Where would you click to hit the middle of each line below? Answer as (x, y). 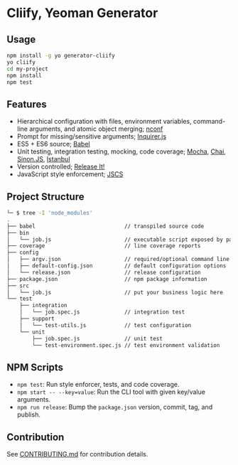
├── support (37, 319)
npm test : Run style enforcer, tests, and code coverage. (98, 385)
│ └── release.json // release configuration (104, 272)
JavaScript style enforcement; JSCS (70, 174)
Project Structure (45, 197)
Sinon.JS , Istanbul (43, 159)
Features (27, 104)
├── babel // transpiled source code (105, 226)
